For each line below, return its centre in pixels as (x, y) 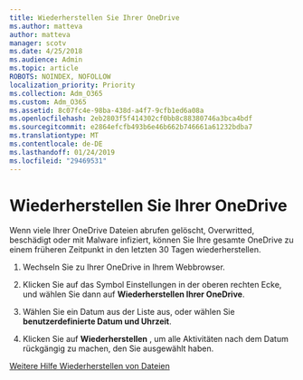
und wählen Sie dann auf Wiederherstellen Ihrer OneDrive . (133, 294)
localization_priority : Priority (72, 85)
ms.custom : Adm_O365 (48, 102)
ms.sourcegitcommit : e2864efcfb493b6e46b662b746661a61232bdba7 (131, 128)
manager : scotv (38, 43)
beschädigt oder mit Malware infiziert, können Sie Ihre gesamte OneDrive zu (151, 240)
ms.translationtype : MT (54, 136)
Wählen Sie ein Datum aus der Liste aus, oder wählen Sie (128, 312)
